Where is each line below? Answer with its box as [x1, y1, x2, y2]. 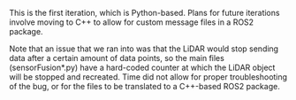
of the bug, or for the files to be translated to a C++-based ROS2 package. [9, 81, 280, 91]
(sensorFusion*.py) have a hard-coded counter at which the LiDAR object [9, 62, 276, 73]
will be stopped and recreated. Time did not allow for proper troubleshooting [9, 72, 288, 82]
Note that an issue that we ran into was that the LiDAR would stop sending [9, 43, 279, 54]
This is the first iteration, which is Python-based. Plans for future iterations [9, 8, 280, 18]
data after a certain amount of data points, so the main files [9, 53, 225, 63]
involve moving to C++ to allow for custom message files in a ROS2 [9, 17, 254, 27]
